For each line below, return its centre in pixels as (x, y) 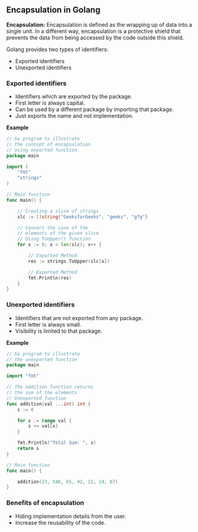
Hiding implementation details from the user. (70, 516)
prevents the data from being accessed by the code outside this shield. (95, 37)
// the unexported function (42, 360)
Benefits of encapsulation (45, 503)
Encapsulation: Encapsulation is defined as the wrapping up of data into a (99, 24)
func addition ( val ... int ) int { (49, 404)
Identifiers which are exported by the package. (73, 97)
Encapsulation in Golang (53, 10)
